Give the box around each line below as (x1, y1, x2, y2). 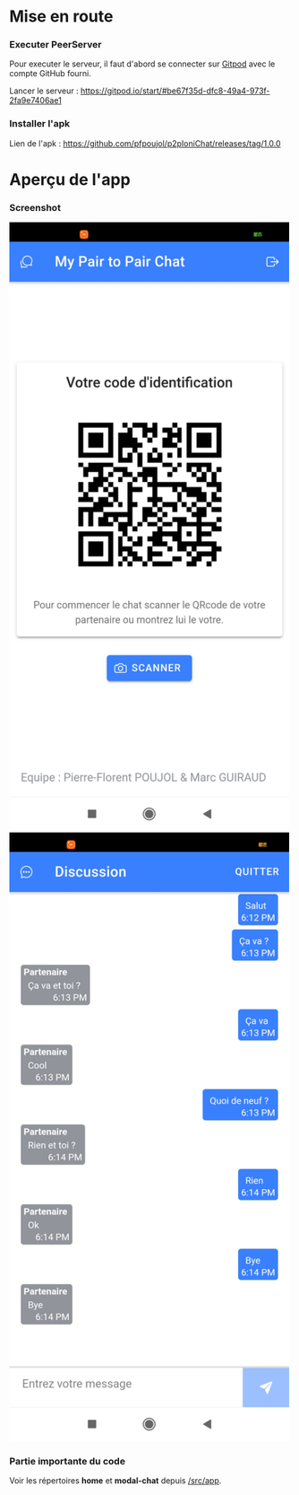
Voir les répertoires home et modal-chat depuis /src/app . (9, 1475, 222, 1486)
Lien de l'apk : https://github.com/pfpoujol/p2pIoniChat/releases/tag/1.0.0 (9, 137, 281, 149)
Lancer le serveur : (9, 85, 79, 96)
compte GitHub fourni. (9, 68, 92, 79)
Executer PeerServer (9, 39, 102, 51)
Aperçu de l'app (9, 169, 132, 189)
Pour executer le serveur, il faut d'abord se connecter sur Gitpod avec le (9, 58, 276, 69)
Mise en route (9, 6, 114, 27)
